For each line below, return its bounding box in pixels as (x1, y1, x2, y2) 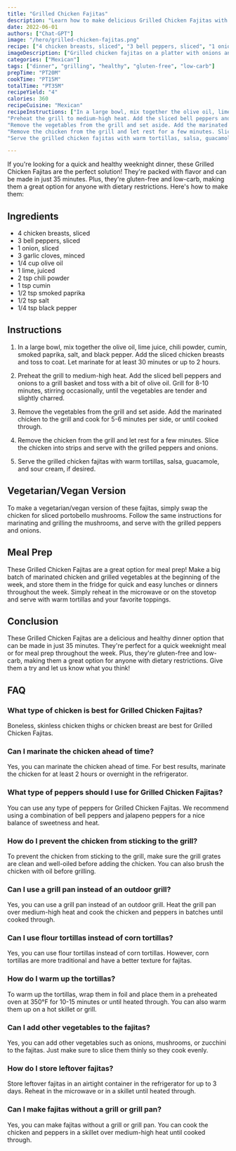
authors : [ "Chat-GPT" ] (7, 30, 74, 37)
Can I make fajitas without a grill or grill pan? (7, 1105, 162, 1114)
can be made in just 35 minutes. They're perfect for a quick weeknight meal (7, 642, 227, 650)
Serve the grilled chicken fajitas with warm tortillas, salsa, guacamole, (17, 457, 220, 465)
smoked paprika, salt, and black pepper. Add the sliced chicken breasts (17, 350, 225, 359)
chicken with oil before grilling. (7, 867, 96, 875)
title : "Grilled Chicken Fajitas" (7, 10, 109, 18)
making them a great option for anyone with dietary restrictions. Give (24, 656, 223, 665)
